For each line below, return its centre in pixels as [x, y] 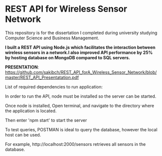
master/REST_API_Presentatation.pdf [42, 77]
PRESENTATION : [22, 67]
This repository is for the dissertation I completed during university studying [81, 33]
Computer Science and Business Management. [52, 38]
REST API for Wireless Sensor [66, 9]
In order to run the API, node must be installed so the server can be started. [81, 96]
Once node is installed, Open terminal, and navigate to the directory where [80, 105]
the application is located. [31, 111]
